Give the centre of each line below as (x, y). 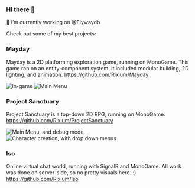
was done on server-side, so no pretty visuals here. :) (71, 173)
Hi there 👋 (21, 9)
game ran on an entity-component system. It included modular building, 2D (97, 68)
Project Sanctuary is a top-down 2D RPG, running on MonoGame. (86, 114)
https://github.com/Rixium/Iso (42, 179)
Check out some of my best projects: (51, 34)
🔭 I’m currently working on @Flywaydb (53, 22)
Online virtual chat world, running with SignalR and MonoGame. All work (94, 166)
